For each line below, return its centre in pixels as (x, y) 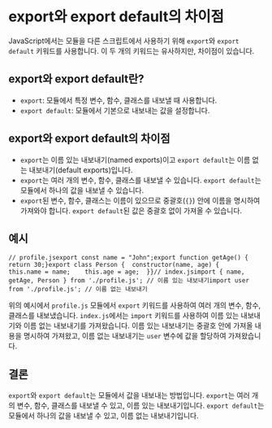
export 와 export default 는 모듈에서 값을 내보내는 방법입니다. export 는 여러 (129, 395)
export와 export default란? (76, 79)
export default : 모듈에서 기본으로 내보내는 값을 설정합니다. (115, 110)
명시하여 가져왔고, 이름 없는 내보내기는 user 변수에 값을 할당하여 (125, 336)
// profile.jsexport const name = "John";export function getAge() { (129, 258)
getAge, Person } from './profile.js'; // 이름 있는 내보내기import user (129, 281)
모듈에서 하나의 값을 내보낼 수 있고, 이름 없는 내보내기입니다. (104, 416)
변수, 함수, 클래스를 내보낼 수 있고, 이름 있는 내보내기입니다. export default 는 (140, 406)
